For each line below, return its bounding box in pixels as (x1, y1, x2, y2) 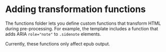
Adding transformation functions (5, 4, 146, 15)
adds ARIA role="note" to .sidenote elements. (5, 31, 102, 37)
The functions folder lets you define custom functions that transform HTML (5, 20, 161, 26)
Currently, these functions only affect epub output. (5, 40, 111, 46)
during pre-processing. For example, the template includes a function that (5, 25, 158, 31)
